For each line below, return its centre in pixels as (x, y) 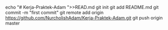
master (13, 23)
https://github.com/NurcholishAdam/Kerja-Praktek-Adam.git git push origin (84, 18)
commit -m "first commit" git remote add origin (54, 12)
